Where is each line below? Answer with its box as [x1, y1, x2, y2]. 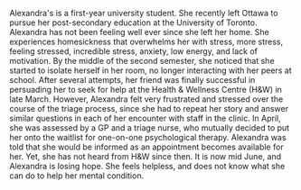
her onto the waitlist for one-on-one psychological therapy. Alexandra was [9, 132, 287, 142]
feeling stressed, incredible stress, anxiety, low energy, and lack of [9, 46, 258, 57]
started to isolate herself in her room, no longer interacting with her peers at [9, 65, 292, 76]
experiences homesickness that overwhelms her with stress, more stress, [9, 36, 284, 47]
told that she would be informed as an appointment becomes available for [9, 141, 284, 152]
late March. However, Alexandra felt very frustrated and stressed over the [9, 94, 284, 104]
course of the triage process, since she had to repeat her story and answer [9, 104, 289, 113]
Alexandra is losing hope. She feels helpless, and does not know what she [9, 161, 286, 171]
